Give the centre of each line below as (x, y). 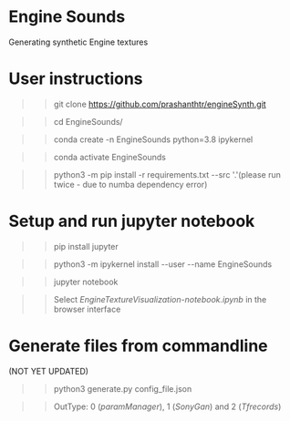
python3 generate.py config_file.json (123, 388)
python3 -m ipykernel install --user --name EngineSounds (163, 264)
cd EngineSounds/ (88, 121)
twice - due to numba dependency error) (130, 184)
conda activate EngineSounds (109, 157)
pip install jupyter (86, 246)
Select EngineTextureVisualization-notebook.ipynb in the (160, 299)
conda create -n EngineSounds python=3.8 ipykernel (153, 139)
